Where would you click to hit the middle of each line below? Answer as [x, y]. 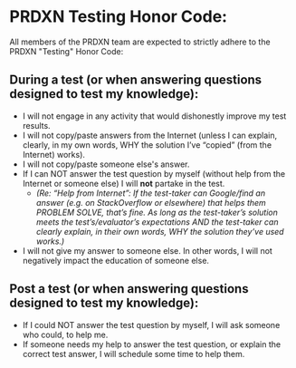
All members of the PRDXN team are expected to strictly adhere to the [140, 42]
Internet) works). [54, 154]
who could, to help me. [65, 334]
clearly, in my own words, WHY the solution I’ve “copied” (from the [147, 145]
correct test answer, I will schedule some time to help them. [134, 353]
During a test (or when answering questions [136, 80]
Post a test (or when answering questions [129, 289]
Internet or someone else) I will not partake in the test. [124, 183]
